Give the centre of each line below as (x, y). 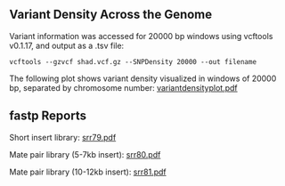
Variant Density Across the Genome (111, 15)
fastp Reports (48, 116)
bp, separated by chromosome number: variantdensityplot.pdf (123, 87)
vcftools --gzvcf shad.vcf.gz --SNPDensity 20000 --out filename (133, 61)
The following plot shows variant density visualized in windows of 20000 (143, 78)
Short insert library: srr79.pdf (63, 137)
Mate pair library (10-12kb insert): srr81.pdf (88, 172)
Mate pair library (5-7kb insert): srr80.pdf (85, 154)
